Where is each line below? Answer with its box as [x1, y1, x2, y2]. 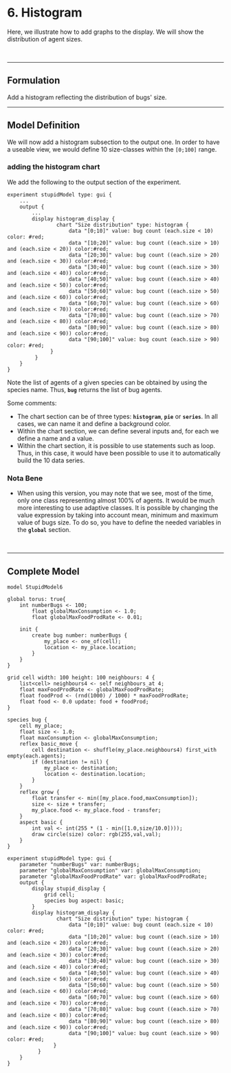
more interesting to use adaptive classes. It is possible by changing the [16, 504, 219, 512]
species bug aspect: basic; [43, 897, 125, 904]
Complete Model [7, 565, 80, 577]
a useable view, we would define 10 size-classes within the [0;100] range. [7, 145, 217, 153]
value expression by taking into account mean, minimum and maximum [16, 511, 219, 520]
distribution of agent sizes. [7, 34, 82, 43]
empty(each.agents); [7, 753, 67, 759]
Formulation [7, 74, 60, 87]
